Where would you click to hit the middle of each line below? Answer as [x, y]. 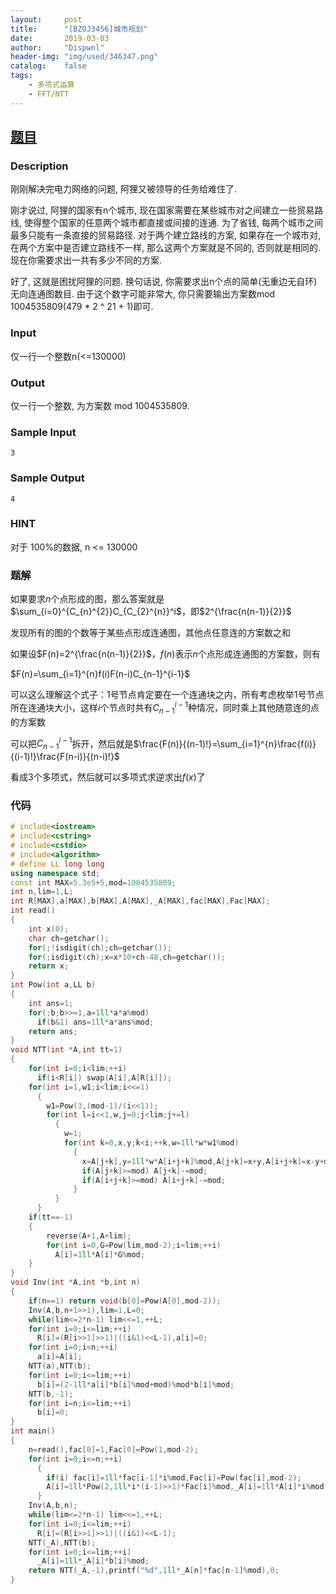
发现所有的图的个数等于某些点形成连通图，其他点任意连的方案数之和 [150, 633]
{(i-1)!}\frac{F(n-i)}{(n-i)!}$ [65, 756]
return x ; [49, 966]
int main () [33, 1431]
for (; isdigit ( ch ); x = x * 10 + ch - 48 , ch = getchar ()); [127, 957]
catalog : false [48, 66]
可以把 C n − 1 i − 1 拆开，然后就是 [72, 743]
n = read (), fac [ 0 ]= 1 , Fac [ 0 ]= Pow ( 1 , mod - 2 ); [113, 1449]
